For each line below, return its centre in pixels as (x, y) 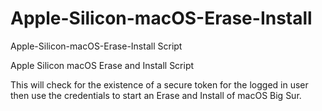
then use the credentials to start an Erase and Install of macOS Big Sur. (156, 95)
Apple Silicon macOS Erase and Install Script (102, 65)
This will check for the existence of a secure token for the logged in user (159, 84)
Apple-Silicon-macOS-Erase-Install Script (96, 46)
